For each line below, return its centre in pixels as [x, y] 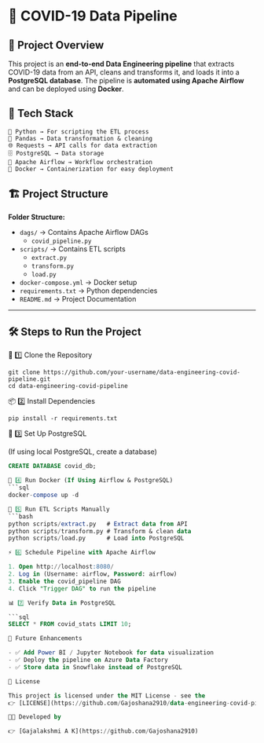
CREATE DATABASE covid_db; [52, 467]
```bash [21, 516]
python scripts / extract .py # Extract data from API [98, 524]
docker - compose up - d [44, 495]
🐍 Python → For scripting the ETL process [79, 132]
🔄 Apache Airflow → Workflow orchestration [81, 162]
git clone [24, 372]
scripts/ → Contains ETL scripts [72, 249]
